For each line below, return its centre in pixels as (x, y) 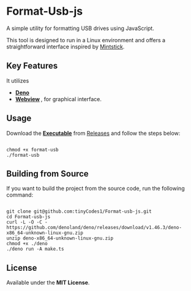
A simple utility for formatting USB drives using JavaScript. (80, 28)
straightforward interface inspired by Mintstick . (66, 47)
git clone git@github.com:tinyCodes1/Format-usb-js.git (79, 212)
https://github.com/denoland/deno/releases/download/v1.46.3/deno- (94, 228)
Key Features (32, 66)
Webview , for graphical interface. (58, 99)
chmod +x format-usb (33, 149)
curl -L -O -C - (27, 222)
